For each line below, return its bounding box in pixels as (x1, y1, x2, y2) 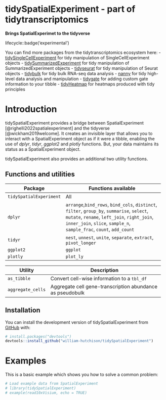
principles (5, 86, 26, 92)
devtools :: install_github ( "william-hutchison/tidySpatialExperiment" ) (5, 339, 154, 344)
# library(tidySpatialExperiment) (5, 386, 77, 391)
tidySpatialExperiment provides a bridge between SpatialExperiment (5, 120, 144, 126)
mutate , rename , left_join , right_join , (65, 214, 154, 221)
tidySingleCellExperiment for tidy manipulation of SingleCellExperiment (5, 54, 150, 60)
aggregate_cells (7, 287, 46, 292)
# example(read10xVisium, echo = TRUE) (5, 390, 87, 395)
